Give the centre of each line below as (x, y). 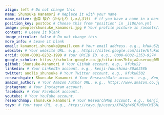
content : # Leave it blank (32, 32)
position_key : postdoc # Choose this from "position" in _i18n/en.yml (78, 23)
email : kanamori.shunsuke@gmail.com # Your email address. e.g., (73, 46)
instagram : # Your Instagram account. (44, 87)
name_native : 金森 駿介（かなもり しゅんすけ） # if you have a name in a (77, 19)
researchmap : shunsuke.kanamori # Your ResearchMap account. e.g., (75, 101)
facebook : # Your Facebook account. (42, 92)
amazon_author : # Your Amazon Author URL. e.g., (55, 82)
